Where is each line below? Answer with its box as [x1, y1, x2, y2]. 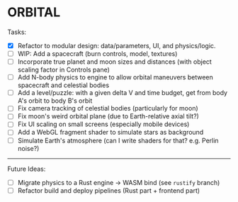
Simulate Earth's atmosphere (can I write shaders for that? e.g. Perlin [17, 136, 219, 145]
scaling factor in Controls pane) [17, 65, 110, 74]
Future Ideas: [7, 164, 46, 173]
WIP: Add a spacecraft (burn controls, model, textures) [17, 50, 178, 57]
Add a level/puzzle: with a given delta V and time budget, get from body [17, 89, 228, 97]
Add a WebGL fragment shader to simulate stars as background [17, 128, 204, 137]
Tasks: [7, 28, 27, 36]
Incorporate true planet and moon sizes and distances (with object [17, 57, 212, 66]
